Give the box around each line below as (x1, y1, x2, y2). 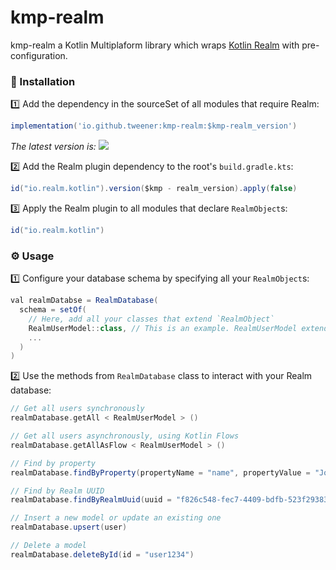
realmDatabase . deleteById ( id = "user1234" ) (10, 549, 195, 560)
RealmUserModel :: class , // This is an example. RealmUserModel (28, 323, 298, 333)
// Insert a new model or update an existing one (10, 513, 222, 523)
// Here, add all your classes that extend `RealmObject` (28, 314, 275, 324)
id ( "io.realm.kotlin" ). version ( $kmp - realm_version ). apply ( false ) (10, 184, 298, 194)
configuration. (10, 49, 68, 61)
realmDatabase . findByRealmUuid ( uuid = (10, 495, 172, 505)
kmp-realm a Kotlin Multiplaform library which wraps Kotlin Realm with (10, 39, 300, 51)
